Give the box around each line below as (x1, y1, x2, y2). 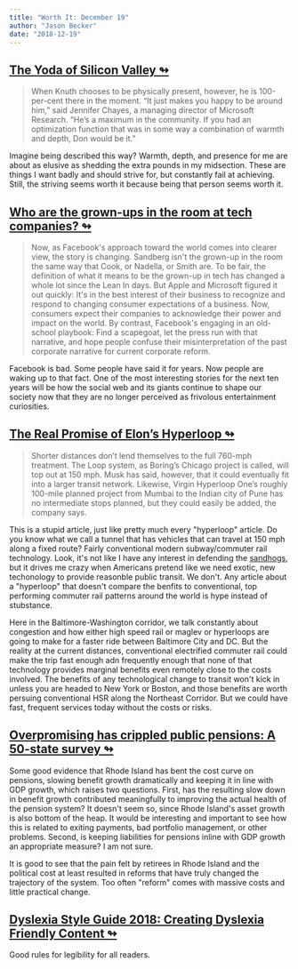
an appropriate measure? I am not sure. (9, 841, 154, 852)
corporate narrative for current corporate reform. (30, 346, 211, 356)
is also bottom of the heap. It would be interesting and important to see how (9, 813, 287, 823)
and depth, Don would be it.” (30, 133, 136, 144)
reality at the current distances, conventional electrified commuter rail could (9, 645, 287, 656)
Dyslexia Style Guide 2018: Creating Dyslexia (9, 912, 265, 927)
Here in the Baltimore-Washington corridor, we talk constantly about (9, 617, 259, 628)
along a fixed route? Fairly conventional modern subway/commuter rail (9, 543, 268, 554)
